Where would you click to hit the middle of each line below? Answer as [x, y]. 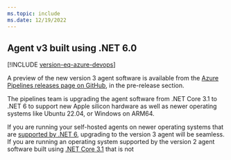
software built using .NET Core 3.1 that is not [70, 149]
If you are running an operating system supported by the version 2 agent [111, 142]
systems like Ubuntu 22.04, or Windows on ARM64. [81, 114]
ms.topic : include [34, 14]
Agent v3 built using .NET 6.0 [72, 48]
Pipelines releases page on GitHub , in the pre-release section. [96, 86]
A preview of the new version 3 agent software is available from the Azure [113, 78]
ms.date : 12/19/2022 [37, 20]
